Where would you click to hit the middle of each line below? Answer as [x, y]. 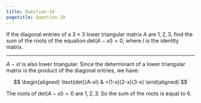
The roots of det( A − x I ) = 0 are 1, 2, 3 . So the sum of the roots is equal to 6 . [99, 93]
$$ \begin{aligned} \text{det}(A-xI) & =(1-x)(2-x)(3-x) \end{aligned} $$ [100, 82]
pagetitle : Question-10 [36, 17]
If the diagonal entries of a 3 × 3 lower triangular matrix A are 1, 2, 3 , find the [100, 34]
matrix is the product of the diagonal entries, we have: [73, 70]
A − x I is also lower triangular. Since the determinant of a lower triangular [96, 64]
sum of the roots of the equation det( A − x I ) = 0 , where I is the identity [93, 40]
